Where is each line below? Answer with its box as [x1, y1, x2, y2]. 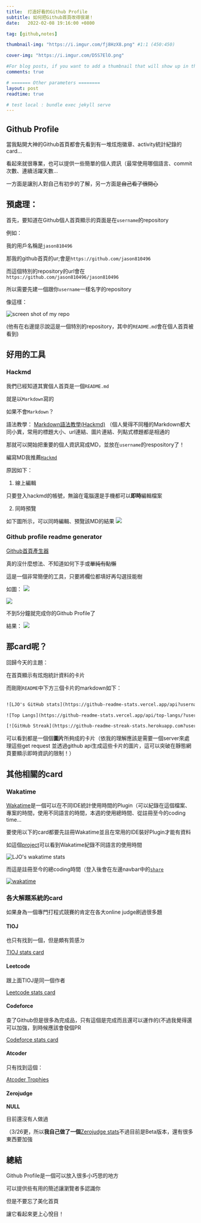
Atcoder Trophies [6, 1076, 49, 1083]
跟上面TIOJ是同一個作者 [6, 977, 66, 984]
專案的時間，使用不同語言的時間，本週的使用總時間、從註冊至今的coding [6, 809, 186, 816]
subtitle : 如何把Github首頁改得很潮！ [6, 14, 94, 20]
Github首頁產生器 [6, 547, 49, 554]
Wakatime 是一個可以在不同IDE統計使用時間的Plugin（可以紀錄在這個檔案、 [6, 801, 191, 809]
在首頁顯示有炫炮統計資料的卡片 [6, 671, 85, 679]
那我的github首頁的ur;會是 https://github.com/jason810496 [6, 255, 151, 262]
